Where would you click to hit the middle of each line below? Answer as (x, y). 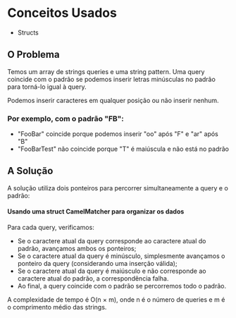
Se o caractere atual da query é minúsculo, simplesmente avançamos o (121, 256)
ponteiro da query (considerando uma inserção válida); (97, 264)
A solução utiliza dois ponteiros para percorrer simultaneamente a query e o (118, 188)
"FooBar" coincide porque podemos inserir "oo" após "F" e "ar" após (118, 134)
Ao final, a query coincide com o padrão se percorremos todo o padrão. (122, 286)
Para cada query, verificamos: (51, 228)
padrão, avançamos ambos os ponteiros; (77, 249)
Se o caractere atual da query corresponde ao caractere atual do (112, 241)
